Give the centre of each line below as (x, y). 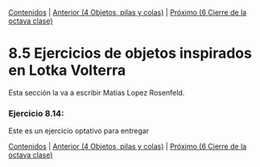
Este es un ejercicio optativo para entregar (79, 131)
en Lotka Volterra (67, 70)
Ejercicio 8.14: (36, 113)
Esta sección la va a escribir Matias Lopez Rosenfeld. (97, 92)
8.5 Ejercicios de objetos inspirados (130, 53)
